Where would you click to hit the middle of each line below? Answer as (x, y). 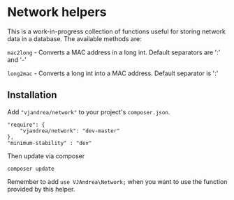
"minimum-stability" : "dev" (50, 143)
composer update (31, 169)
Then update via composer (46, 156)
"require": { (26, 125)
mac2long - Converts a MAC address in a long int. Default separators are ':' (114, 52)
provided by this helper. (41, 189)
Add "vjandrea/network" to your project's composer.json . (89, 111)
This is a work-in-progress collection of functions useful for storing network (116, 31)
